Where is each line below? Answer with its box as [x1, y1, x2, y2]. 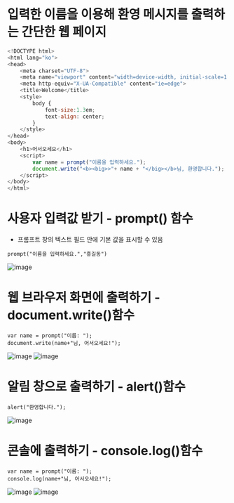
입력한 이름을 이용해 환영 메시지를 [7, 6, 188, 22]
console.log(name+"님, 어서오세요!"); [7, 475, 112, 482]
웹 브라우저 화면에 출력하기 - [7, 289, 160, 306]
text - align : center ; [44, 113, 105, 120]
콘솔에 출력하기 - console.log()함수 [7, 443, 203, 459]
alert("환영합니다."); [7, 404, 67, 411]
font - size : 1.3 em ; [44, 106, 96, 113]
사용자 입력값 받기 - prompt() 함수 [7, 211, 193, 227]
